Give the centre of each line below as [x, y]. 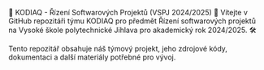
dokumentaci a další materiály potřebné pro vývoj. [92, 57]
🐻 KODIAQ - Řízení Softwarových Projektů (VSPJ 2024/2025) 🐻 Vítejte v [128, 12]
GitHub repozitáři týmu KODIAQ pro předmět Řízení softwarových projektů [132, 21]
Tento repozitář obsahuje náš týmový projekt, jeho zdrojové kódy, [118, 49]
